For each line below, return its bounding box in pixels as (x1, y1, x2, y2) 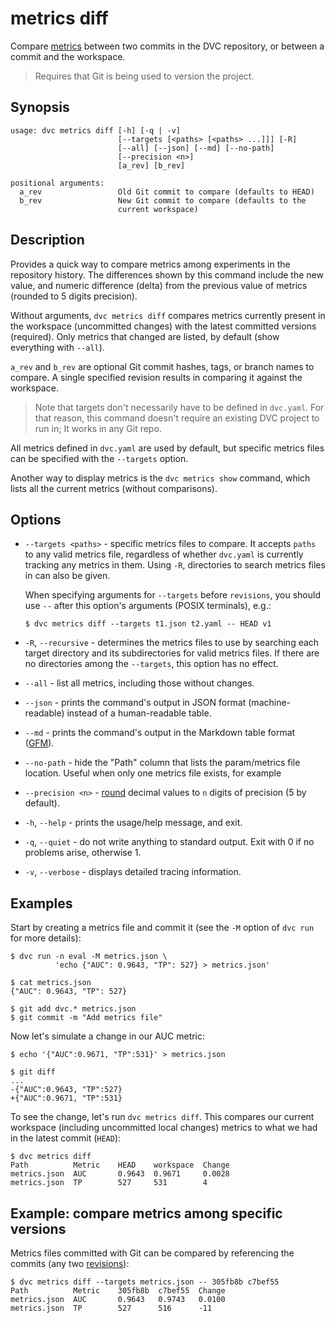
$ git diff (10, 1067, 56, 1077)
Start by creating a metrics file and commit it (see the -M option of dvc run (10, 922, 315, 934)
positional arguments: (10, 178, 105, 188)
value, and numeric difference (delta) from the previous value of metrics (10, 279, 308, 291)
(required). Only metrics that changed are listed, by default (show (10, 330, 280, 342)
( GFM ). (24, 737, 55, 749)
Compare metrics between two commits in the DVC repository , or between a (10, 40, 325, 52)
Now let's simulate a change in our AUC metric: (10, 1030, 206, 1042)
